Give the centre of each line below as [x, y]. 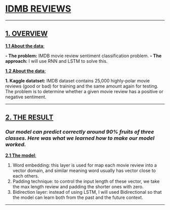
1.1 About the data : [25, 46]
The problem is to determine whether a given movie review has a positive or [84, 91]
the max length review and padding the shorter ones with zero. [78, 187]
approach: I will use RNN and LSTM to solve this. [56, 61]
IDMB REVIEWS [38, 9]
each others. [26, 176]
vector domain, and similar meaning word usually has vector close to [84, 171]
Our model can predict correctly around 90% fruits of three [80, 132]
